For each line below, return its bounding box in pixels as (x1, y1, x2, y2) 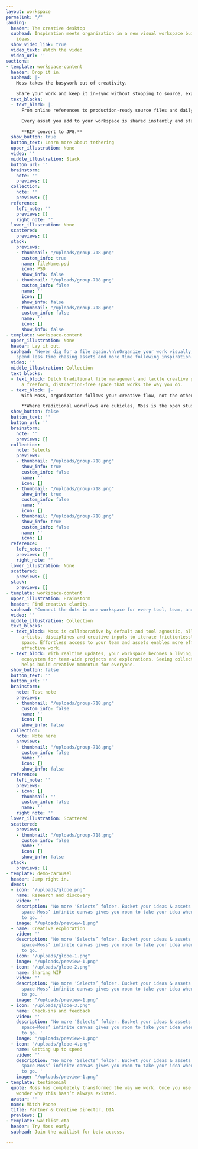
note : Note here (16, 733, 57, 739)
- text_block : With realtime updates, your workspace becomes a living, (11, 650, 194, 656)
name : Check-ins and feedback (16, 1008, 91, 1014)
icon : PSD (21, 266, 46, 272)
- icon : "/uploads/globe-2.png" (11, 964, 91, 970)
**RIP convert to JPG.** (21, 128, 83, 135)
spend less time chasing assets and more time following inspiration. (16, 354, 194, 360)
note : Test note (16, 689, 57, 695)
